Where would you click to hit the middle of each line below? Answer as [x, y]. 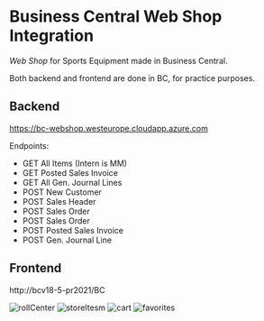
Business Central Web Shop [116, 17]
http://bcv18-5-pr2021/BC [57, 289]
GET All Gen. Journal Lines [72, 182]
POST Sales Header [59, 201]
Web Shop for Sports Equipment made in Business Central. [118, 60]
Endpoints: [29, 145]
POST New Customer [62, 192]
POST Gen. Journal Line [67, 240]
